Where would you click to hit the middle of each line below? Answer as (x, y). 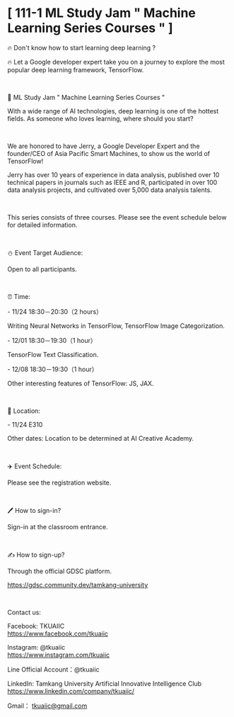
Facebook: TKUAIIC (36, 626)
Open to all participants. (42, 269)
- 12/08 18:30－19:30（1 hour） (53, 369)
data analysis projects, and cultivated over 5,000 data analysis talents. (110, 190)
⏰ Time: (19, 296)
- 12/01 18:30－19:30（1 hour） (52, 340)
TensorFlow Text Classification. (53, 354)
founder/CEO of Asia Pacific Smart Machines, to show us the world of (109, 153)
